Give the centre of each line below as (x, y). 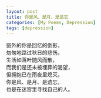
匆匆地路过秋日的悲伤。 (34, 53)
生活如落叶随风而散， (32, 60)
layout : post (22, 11)
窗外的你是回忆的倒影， (34, 45)
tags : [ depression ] (30, 28)
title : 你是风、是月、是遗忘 (37, 17)
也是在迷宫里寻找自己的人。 (40, 89)
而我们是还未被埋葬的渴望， (40, 67)
